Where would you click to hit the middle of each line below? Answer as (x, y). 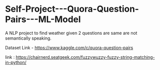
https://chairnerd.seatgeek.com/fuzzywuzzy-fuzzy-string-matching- (85, 57)
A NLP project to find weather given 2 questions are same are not (71, 33)
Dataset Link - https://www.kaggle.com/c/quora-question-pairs (69, 47)
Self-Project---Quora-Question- (72, 9)
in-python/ (16, 62)
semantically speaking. (28, 38)
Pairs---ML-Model (43, 19)
